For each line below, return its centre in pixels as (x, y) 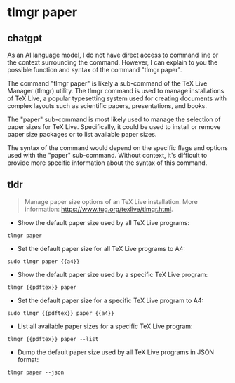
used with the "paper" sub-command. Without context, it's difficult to (107, 155)
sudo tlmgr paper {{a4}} (43, 261)
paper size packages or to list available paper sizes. (82, 134)
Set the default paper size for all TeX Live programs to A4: (101, 248)
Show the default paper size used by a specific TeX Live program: (113, 274)
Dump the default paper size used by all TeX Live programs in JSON (116, 352)
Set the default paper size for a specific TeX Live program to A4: (110, 300)
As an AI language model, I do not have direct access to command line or (113, 55)
